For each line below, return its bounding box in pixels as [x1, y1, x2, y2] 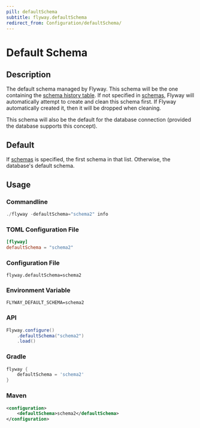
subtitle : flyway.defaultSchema [6, 14, 87, 20]
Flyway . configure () [6, 327, 55, 333]
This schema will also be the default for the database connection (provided [6, 116, 192, 123]
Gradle [6, 352, 26, 361]
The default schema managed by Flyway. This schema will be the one [6, 85, 178, 93]
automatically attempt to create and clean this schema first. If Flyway [6, 98, 177, 106]
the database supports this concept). [6, 122, 98, 129]
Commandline [6, 197, 48, 206]
